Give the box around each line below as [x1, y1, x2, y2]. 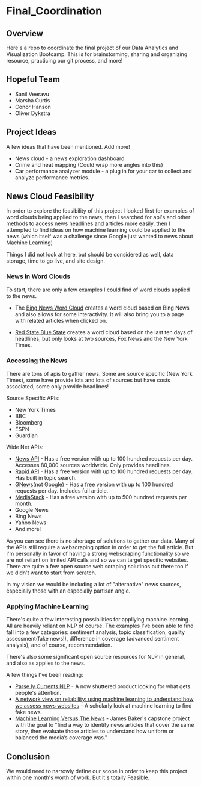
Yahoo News [14, 519, 47, 526]
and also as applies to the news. [6, 659, 86, 667]
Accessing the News [6, 356, 68, 365]
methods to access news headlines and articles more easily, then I [6, 220, 170, 227]
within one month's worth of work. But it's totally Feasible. [6, 774, 150, 781]
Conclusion [6, 751, 50, 762]
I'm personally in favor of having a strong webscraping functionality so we [6, 550, 190, 558]
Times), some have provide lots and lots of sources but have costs [6, 376, 171, 384]
